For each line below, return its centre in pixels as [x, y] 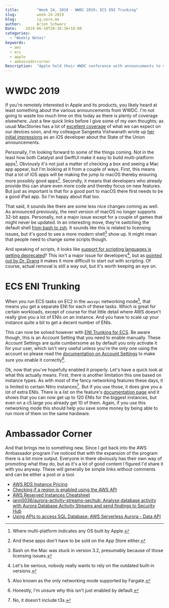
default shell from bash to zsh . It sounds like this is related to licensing [78, 228]
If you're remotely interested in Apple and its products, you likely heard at [81, 105]
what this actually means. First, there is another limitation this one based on [83, 375]
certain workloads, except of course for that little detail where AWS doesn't [83, 312]
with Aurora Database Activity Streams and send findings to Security [83, 505]
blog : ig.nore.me [32, 19]
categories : [18, 33]
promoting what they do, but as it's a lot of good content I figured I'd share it [84, 463]
